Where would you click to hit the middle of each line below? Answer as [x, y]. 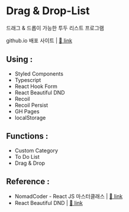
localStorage [30, 118]
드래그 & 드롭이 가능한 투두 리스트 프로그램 [55, 28]
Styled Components [39, 74]
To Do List [27, 156]
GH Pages [27, 111]
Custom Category [36, 150]
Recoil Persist [31, 105]
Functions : [27, 136]
